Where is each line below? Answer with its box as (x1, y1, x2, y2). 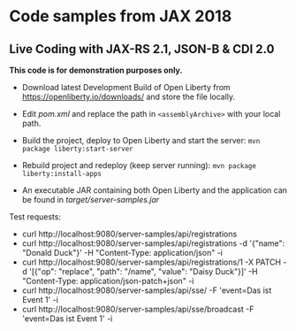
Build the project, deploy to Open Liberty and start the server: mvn (21, 135, 261, 145)
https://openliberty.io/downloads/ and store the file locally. (21, 91, 236, 102)
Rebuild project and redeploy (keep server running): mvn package (21, 160, 256, 170)
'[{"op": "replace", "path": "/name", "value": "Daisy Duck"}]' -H (29, 266, 258, 276)
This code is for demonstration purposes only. (9, 65, 183, 75)
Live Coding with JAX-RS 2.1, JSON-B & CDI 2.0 (9, 42, 275, 57)
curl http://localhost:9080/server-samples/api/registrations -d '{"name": (21, 238, 285, 249)
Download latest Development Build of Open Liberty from (21, 82, 231, 92)
